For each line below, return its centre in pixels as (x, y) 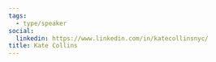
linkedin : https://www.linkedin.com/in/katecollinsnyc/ (112, 38)
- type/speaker (41, 23)
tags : (17, 16)
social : (22, 31)
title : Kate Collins (43, 46)
